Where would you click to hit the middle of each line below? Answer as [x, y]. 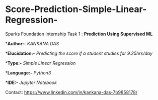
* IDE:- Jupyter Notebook [31, 82]
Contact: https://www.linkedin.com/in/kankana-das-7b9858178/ [71, 92]
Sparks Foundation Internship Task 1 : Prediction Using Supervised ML [79, 34]
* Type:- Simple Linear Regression [41, 63]
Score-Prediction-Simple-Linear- [76, 9]
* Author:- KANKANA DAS [32, 43]
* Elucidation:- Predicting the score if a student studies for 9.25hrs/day [79, 53]
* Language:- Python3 [28, 73]
